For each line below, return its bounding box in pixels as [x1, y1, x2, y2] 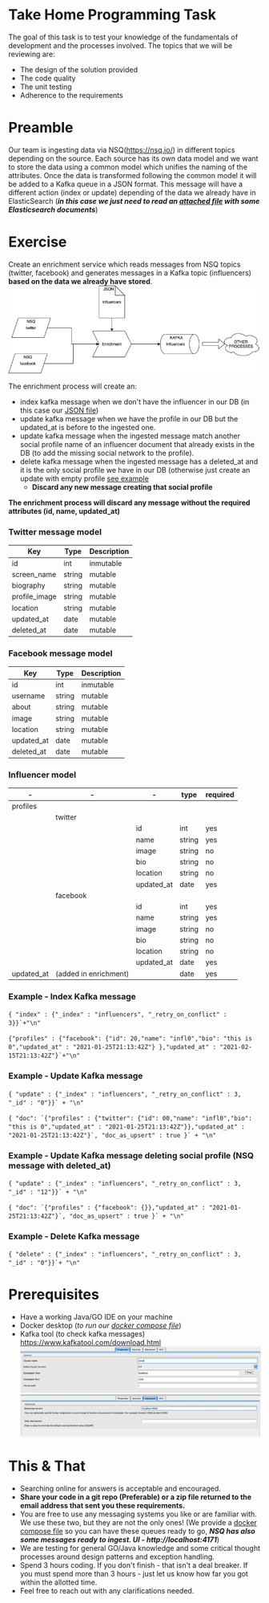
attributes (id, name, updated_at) [8, 506, 120, 515]
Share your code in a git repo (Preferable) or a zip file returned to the [19, 1491, 252, 1502]
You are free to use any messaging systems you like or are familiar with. [19, 1509, 258, 1519]
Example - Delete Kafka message [8, 1231, 140, 1242]
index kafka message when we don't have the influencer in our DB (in [19, 397, 250, 406]
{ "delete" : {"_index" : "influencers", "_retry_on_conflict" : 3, [8, 1251, 242, 1259]
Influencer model [8, 769, 77, 780]
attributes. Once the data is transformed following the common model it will [8, 170, 257, 180]
